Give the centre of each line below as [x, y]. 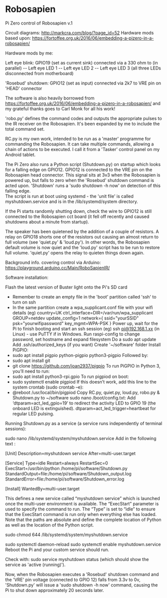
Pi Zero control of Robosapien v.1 [39, 23]
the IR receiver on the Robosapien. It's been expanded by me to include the [83, 123]
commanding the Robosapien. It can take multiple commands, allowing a [80, 144]
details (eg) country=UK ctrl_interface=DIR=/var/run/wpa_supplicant [83, 312]
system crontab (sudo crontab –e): [48, 387]
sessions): [16, 428]
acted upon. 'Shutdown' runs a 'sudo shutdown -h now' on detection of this [83, 185]
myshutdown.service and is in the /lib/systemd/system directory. [72, 201]
